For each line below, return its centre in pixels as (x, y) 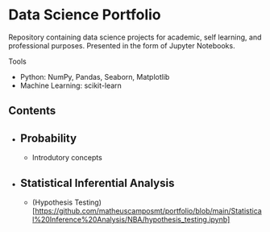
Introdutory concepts (67, 158)
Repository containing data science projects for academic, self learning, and (135, 37)
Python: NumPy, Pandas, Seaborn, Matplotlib (95, 77)
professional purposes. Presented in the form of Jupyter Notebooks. (122, 45)
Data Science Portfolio (85, 15)
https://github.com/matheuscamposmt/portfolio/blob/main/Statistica (148, 210)
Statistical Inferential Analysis (97, 183)
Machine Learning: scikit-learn (71, 85)
